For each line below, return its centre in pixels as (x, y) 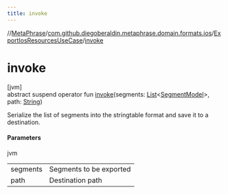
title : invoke (27, 13)
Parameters (24, 138)
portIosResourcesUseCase (45, 40)
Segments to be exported (90, 169)
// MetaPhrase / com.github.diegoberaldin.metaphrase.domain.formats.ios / (111, 33)
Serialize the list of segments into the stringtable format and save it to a (108, 114)
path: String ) (25, 101)
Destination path (76, 180)
